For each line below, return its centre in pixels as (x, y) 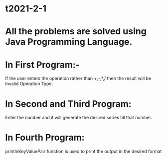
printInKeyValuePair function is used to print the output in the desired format (83, 152)
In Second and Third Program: (68, 104)
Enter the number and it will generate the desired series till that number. (79, 118)
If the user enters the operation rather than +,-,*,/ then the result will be (78, 79)
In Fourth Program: (45, 138)
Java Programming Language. (69, 42)
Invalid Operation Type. (29, 84)
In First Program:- (42, 65)
